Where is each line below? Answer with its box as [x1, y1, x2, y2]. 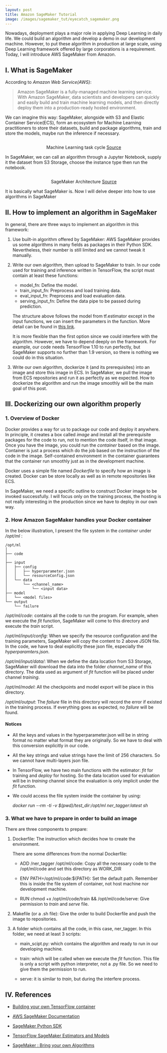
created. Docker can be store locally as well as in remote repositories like [5, 473, 156, 479]
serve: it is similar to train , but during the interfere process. [19, 976, 141, 982]
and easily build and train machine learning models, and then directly [17, 99, 160, 105]
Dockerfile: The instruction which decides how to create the [12, 836, 136, 842]
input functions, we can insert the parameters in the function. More [12, 318, 151, 324]
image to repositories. [12, 916, 57, 922]
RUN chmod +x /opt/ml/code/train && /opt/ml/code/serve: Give [19, 896, 150, 902]
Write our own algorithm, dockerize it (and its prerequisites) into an [12, 364, 150, 370]
